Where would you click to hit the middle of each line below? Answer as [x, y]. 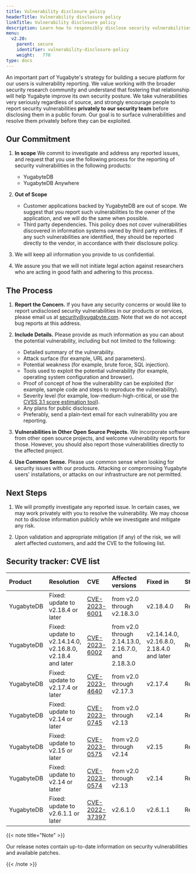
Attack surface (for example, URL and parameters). [85, 358]
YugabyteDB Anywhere [51, 183]
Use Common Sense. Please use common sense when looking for [94, 462]
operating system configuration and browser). [78, 377]
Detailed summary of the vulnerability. [69, 352]
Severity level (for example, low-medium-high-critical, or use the [101, 396]
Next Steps [27, 493]
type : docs [19, 60]
